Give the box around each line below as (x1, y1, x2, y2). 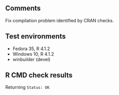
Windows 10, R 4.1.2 (12, 51, 54, 57)
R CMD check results (5, 71, 73, 80)
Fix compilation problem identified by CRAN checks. (5, 17, 114, 23)
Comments (5, 4, 41, 13)
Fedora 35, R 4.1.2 (12, 45, 50, 52)
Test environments (5, 32, 66, 41)
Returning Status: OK (5, 84, 50, 90)
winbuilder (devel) (12, 56, 51, 62)
